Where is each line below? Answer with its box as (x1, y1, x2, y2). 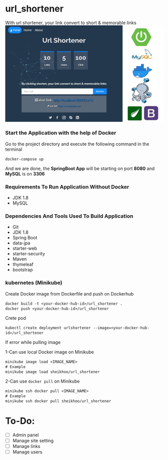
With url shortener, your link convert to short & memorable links (5, 20, 137, 26)
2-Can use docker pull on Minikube (5, 378, 80, 384)
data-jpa (12, 240, 31, 246)
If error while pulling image (5, 339, 61, 345)
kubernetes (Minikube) (5, 280, 63, 287)
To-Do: (5, 415, 35, 426)
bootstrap (12, 267, 33, 273)
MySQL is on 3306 (5, 170, 45, 176)
